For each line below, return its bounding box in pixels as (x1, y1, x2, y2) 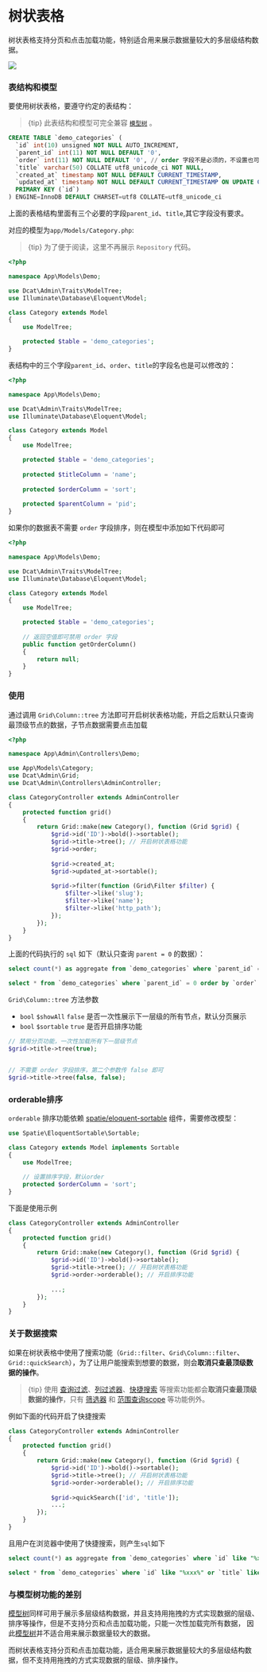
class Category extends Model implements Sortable (8, 1144, 180, 1151)
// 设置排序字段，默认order (22, 1173, 105, 1181)
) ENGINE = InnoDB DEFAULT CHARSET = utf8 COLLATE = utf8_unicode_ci (8, 193, 222, 201)
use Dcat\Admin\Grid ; (8, 772, 80, 780)
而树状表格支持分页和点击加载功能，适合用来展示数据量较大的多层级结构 (8, 1645, 245, 1655)
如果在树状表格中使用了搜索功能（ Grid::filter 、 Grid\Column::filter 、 (8, 1348, 244, 1357)
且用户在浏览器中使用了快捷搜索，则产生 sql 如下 (8, 1538, 165, 1548)
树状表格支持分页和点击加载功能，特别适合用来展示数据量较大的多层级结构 (8, 35, 252, 45)
